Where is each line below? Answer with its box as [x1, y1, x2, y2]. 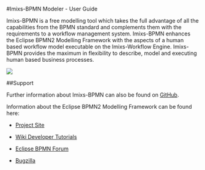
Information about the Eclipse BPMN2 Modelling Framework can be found [6, 103, 192, 110]
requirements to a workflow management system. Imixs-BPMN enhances [6, 30, 191, 37]
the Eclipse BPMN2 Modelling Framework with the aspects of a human [6, 37, 184, 43]
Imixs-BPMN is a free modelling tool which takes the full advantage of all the [6, 17, 199, 24]
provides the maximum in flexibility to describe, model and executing [23, 50, 197, 57]
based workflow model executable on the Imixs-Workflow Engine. [6, 43, 173, 50]
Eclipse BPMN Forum [15, 145, 69, 152]
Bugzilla [15, 157, 35, 164]
